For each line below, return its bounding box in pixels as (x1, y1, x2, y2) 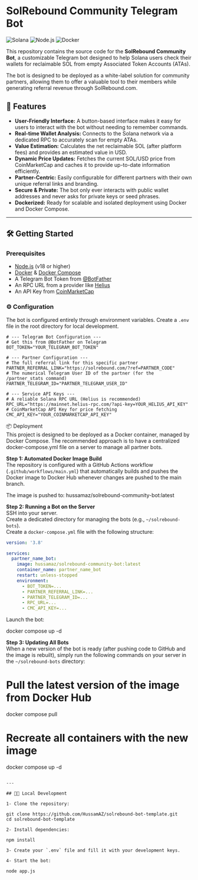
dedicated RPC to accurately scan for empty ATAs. (14, 136, 138, 143)
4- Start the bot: (6, 858, 51, 864)
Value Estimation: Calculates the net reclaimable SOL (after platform (14, 142, 181, 149)
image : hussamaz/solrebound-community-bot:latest (16, 561, 141, 568)
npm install (6, 837, 35, 843)
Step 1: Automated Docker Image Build (6, 454, 102, 462)
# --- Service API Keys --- (6, 391, 75, 397)
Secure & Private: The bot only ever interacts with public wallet (14, 186, 169, 194)
